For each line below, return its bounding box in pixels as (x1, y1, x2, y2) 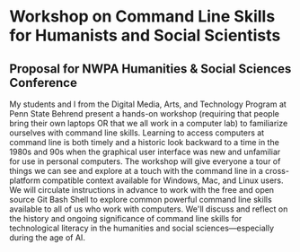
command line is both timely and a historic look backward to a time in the (9, 137, 280, 147)
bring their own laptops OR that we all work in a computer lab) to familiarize (9, 118, 288, 128)
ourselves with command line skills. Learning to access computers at (9, 127, 265, 138)
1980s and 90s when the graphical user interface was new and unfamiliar (9, 146, 281, 157)
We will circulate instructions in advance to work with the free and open (9, 185, 275, 195)
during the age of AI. (9, 232, 85, 243)
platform (9, 175, 40, 186)
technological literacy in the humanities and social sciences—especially (9, 222, 275, 233)
